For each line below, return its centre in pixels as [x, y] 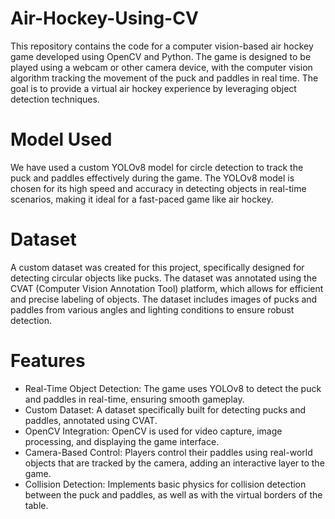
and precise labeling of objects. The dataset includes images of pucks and [164, 299]
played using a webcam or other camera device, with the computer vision [161, 67]
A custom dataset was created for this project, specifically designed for [157, 267]
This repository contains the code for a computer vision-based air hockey [162, 46]
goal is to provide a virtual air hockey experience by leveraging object [153, 88]
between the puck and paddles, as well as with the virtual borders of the [173, 494]
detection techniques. [55, 99]
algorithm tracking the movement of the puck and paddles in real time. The [164, 78]
